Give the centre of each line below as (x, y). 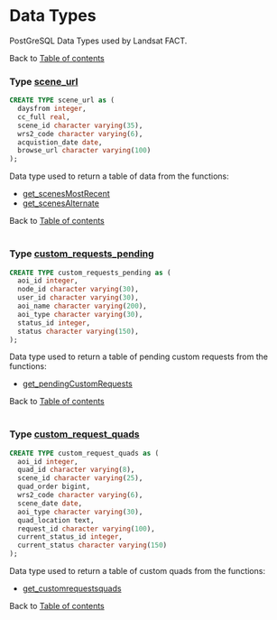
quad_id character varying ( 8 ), (76, 470)
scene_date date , (50, 503)
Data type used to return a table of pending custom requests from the (139, 356)
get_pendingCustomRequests (78, 384)
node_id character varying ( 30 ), (78, 290)
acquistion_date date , (60, 142)
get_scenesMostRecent (66, 194)
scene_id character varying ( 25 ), (80, 478)
